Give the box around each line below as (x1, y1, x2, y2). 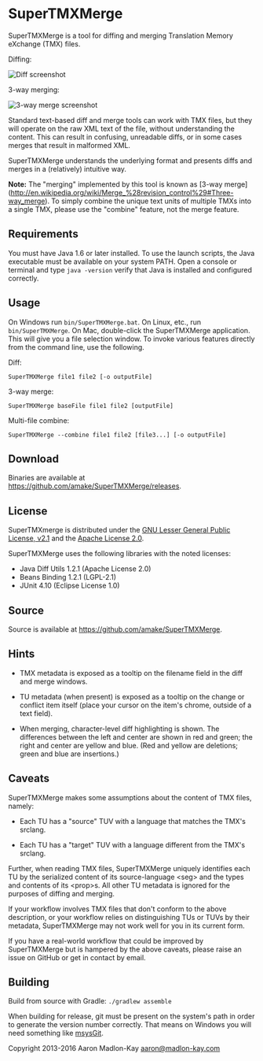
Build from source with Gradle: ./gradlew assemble (8, 996, 172, 1006)
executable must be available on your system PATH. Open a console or (8, 257, 237, 266)
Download (8, 452, 59, 466)
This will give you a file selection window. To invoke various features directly (8, 334, 255, 343)
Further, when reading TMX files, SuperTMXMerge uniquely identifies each (8, 863, 250, 873)
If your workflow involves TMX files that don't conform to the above (8, 903, 227, 914)
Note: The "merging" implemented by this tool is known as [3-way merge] (8, 179, 248, 189)
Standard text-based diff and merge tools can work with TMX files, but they (8, 115, 253, 124)
